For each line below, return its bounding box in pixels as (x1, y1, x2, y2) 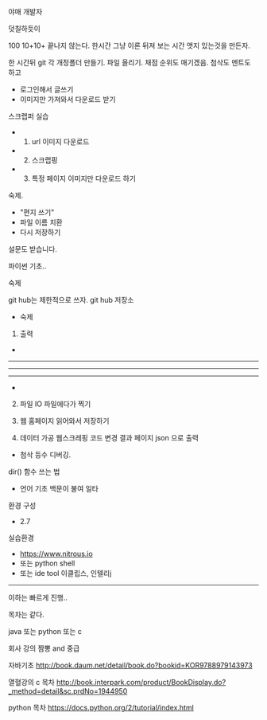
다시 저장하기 (19, 228, 61, 237)
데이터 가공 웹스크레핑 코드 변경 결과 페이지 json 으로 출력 (19, 433, 199, 442)
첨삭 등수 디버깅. (19, 450, 72, 460)
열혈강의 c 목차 (8, 678, 56, 687)
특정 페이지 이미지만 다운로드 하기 (31, 174, 137, 183)
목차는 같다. (8, 610, 45, 619)
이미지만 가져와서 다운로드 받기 (19, 95, 116, 104)
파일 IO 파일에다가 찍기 (19, 399, 91, 409)
